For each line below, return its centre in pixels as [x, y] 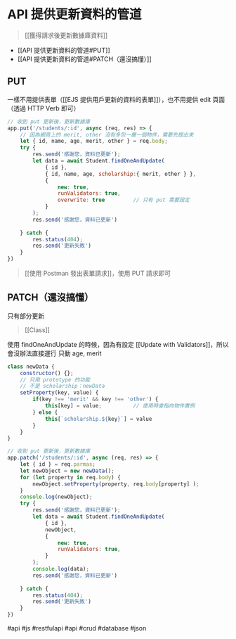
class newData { [31, 367]
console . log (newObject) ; [56, 497]
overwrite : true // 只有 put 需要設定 [124, 200]
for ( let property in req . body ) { [70, 477]
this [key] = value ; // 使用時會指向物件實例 [120, 406]
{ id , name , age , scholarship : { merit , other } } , [120, 174]
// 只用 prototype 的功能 [55, 380]
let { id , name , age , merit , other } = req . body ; [94, 141]
